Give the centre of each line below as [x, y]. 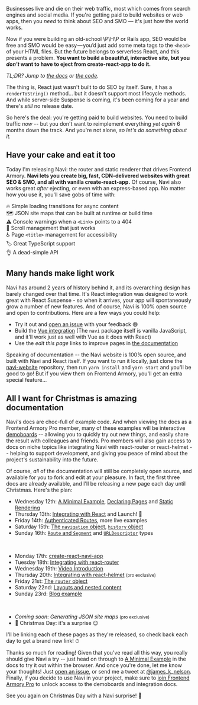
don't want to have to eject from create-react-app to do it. [79, 64]
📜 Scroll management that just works [51, 228]
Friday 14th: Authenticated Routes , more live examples [81, 521]
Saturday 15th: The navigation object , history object [79, 527]
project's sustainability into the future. [52, 460]
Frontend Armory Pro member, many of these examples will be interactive [96, 428]
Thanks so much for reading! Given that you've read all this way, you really [97, 653]
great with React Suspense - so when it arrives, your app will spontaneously [99, 300]
